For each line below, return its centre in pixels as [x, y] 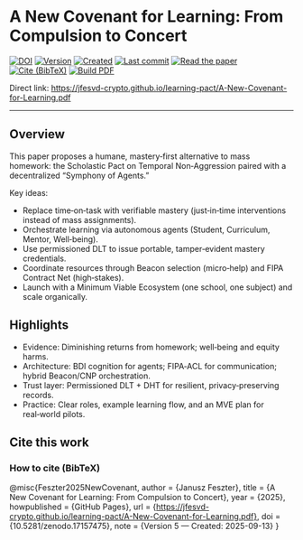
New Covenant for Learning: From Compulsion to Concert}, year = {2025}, [147, 498]
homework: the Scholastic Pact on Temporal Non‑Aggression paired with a [148, 165]
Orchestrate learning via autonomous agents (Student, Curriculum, [146, 229]
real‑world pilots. [54, 414]
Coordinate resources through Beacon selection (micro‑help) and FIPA [153, 267]
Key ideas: [29, 192]
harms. [36, 356]
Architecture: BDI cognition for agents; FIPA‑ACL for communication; [150, 366]
